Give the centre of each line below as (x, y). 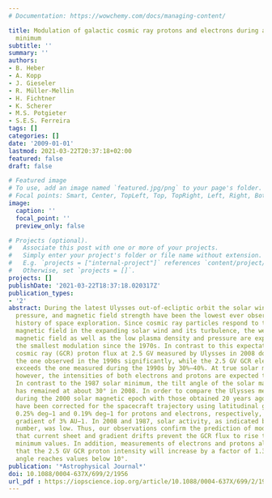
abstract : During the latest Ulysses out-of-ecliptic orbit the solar (130, 309)
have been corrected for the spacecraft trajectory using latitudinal (137, 406)
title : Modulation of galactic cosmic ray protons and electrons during (134, 30)
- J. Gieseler (32, 83)
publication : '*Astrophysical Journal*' (78, 466)
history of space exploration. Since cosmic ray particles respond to (137, 323)
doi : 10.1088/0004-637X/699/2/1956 (68, 474)
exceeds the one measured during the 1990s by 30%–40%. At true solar (137, 368)
